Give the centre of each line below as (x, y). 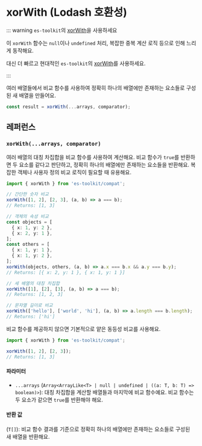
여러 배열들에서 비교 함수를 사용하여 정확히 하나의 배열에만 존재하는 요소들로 (96, 87)
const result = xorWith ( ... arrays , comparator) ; (68, 107)
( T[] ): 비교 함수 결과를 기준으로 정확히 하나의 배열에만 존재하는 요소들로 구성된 (98, 429)
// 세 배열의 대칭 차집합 (33, 283)
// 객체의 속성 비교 (28, 216)
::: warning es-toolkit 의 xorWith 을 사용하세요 (62, 30)
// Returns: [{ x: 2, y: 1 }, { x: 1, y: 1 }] (66, 272)
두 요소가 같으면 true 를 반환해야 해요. (59, 400)
